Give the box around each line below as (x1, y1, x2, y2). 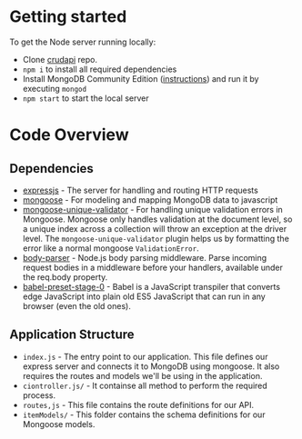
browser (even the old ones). (22, 300, 132, 311)
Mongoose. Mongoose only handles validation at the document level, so (22, 214, 293, 224)
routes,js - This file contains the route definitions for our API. (22, 399, 255, 410)
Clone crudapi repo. (22, 54, 98, 65)
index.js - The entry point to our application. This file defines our (22, 351, 268, 362)
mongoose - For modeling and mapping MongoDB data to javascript (22, 194, 278, 205)
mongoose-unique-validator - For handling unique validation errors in (22, 204, 284, 215)
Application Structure (9, 327, 135, 343)
